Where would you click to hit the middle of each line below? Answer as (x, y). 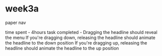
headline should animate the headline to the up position (62, 48)
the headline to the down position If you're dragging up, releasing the (76, 42)
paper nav (16, 22)
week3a (22, 9)
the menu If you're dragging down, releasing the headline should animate (80, 37)
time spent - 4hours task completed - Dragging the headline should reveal (81, 32)
